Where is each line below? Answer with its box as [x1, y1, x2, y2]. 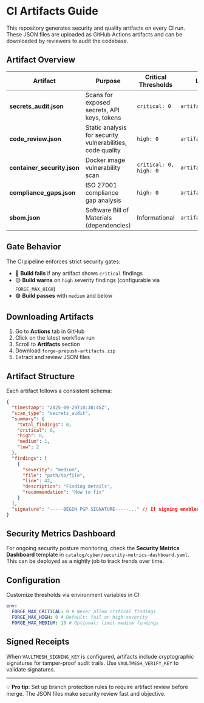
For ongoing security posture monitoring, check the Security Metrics [6, 545, 180, 552]
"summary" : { [12, 415, 45, 422]
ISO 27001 [85, 181, 117, 189]
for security [85, 130, 118, 139]
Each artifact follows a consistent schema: [6, 387, 112, 395]
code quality [85, 146, 121, 154]
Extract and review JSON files [15, 354, 90, 361]
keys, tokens [85, 113, 121, 122]
